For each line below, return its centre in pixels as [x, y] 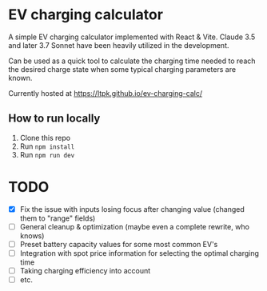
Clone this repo [45, 138]
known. [20, 78]
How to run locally [54, 119]
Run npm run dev [47, 154]
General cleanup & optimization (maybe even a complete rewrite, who [135, 226]
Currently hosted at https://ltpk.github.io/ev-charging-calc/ [105, 93]
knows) [32, 235]
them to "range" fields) [58, 218]
